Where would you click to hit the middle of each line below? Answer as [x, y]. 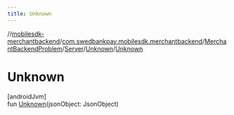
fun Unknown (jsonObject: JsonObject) [63, 104]
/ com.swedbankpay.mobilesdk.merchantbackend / [132, 41]
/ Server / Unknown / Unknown [103, 48]
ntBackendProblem [35, 48]
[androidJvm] [27, 96]
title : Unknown [30, 14]
